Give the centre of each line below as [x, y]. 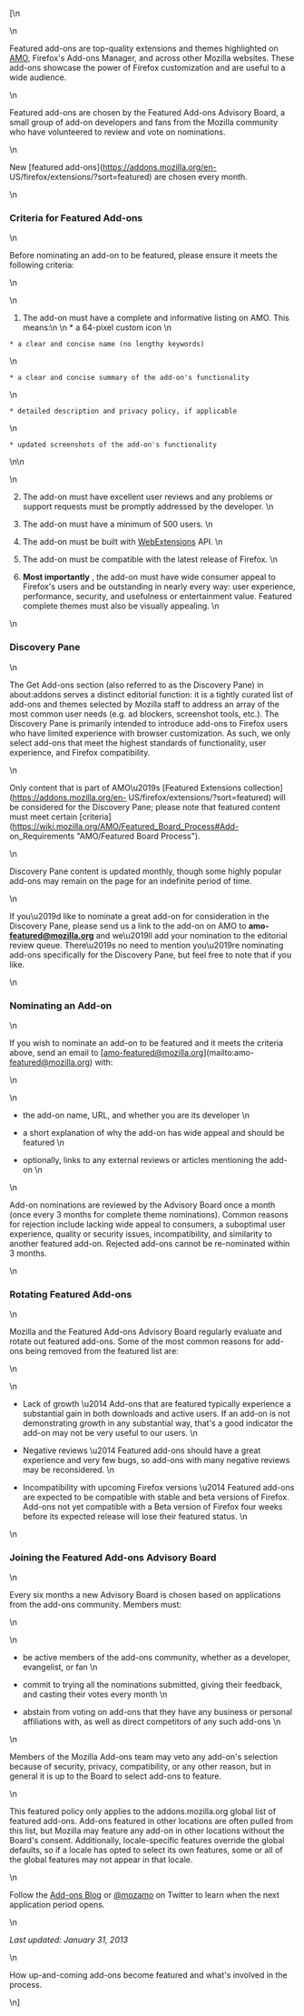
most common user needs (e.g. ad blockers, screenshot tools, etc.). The [144, 714]
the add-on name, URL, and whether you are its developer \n [136, 1115]
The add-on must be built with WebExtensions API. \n [123, 542]
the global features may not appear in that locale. [101, 1860]
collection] [263, 787]
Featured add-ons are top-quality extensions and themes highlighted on [144, 48]
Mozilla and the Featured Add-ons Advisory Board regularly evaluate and [146, 1332]
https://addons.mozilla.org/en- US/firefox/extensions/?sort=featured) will [149, 797]
